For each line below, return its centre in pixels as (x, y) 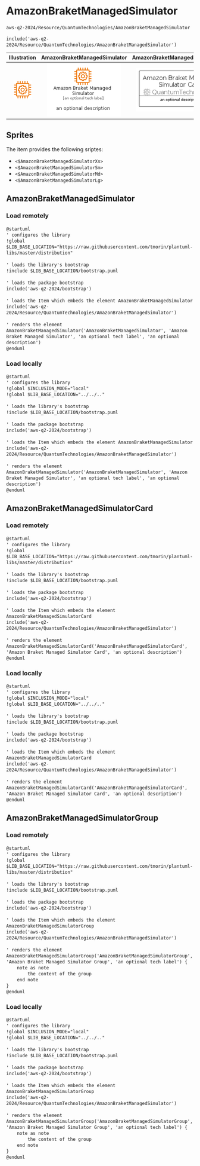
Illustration (23, 57)
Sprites (20, 135)
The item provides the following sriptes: (55, 149)
